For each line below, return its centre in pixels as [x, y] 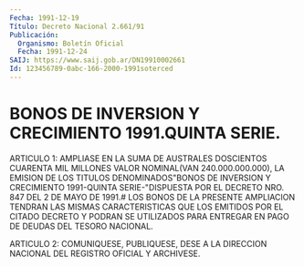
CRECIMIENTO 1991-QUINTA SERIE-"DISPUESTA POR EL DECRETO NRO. [147, 187]
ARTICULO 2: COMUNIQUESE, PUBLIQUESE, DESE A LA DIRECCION [138, 243]
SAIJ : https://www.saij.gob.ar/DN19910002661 [97, 60]
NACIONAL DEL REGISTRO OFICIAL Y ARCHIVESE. [105, 253]
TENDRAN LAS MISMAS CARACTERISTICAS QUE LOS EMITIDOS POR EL [147, 207]
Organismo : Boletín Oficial [71, 43]
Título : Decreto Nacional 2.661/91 [77, 26]
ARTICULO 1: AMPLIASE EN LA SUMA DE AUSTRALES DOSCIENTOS [138, 158]
